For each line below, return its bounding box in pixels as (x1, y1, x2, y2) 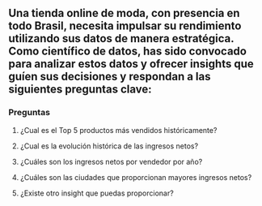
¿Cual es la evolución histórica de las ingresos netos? (19, 141, 199, 151)
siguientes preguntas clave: (8, 83, 152, 97)
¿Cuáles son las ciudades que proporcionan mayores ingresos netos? (19, 172, 252, 182)
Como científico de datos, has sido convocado (8, 45, 247, 58)
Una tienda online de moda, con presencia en (8, 6, 240, 20)
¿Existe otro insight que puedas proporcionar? (19, 188, 174, 198)
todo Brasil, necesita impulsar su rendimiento (8, 19, 242, 33)
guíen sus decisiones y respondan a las (8, 70, 212, 84)
